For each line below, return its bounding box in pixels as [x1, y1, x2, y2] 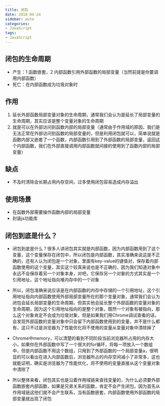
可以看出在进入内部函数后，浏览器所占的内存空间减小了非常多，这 [21, 354, 156, 360]
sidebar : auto [5, 16, 35, 21]
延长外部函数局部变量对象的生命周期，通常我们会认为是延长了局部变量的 [12, 112, 160, 118]
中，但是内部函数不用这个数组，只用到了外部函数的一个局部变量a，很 [12, 347, 154, 354]
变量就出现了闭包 [16, 396, 52, 402]
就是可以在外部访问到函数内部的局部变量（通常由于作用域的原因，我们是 [12, 124, 160, 130]
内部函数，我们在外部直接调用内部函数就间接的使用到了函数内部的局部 [16, 142, 160, 148]
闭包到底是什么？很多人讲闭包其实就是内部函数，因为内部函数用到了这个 [12, 245, 160, 252]
